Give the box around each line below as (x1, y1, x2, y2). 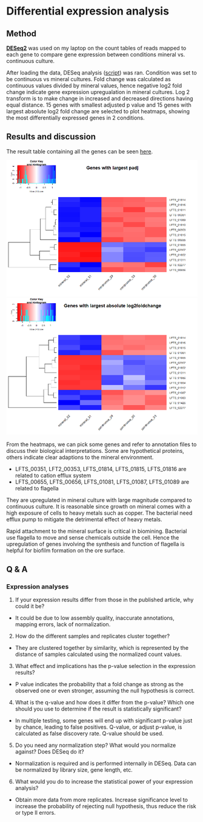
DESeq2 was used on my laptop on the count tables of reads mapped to (6, 44, 187, 52)
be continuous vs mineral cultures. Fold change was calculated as (6, 76, 171, 82)
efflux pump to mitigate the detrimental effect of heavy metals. (6, 515, 162, 523)
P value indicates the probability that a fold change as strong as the (15, 681, 184, 688)
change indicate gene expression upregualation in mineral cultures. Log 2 (6, 89, 190, 95)
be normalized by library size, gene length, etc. (15, 766, 133, 774)
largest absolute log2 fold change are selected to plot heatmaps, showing (6, 108, 190, 115)
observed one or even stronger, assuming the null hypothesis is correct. (15, 687, 195, 695)
